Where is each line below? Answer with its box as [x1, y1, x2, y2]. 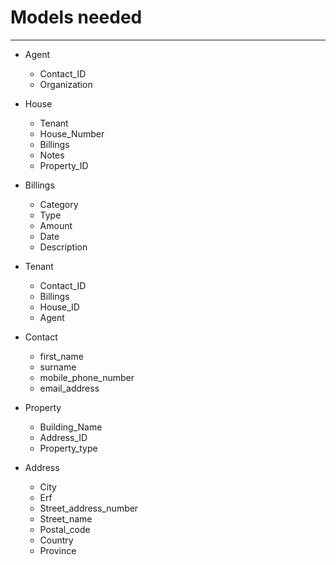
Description [39, 241, 88, 253]
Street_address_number [39, 502, 139, 514]
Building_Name [39, 421, 103, 433]
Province [39, 544, 77, 556]
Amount [39, 219, 73, 231]
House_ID [39, 301, 80, 313]
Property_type [39, 442, 98, 454]
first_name [39, 350, 84, 362]
